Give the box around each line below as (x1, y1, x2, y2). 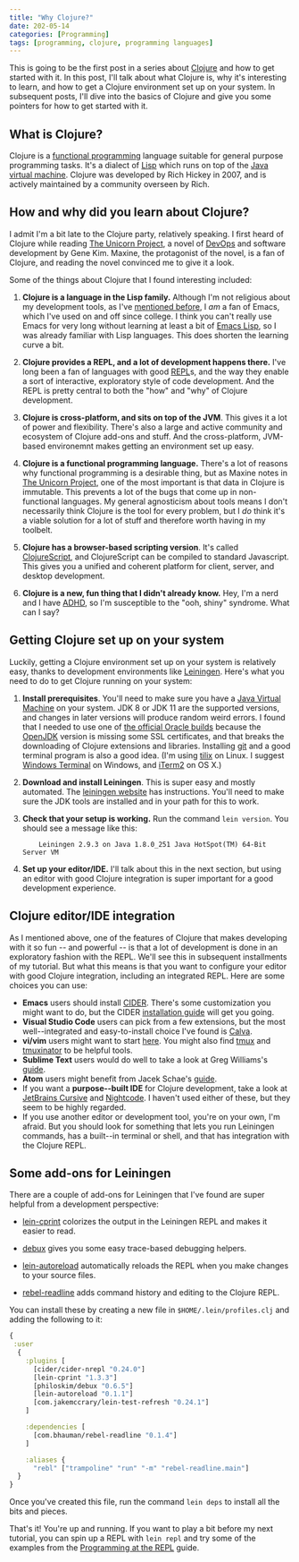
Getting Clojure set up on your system (9, 633, 225, 648)
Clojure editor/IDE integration (9, 909, 176, 924)
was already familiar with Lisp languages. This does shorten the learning (21, 329, 289, 340)
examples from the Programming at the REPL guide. (9, 1542, 200, 1553)
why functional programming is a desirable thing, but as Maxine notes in (21, 467, 288, 478)
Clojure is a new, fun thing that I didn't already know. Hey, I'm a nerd (21, 587, 279, 598)
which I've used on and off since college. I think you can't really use (21, 311, 272, 321)
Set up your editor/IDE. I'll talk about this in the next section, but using (21, 863, 282, 874)
